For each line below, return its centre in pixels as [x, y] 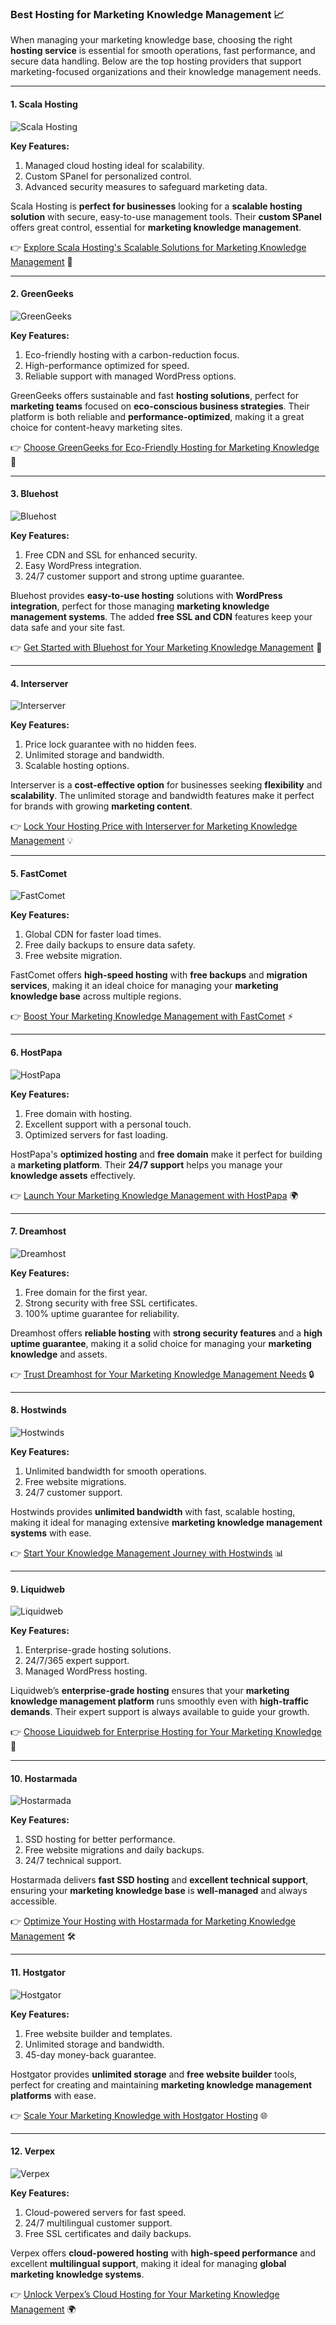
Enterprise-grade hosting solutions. [98, 1650]
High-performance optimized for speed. [107, 365]
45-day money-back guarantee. [90, 2054]
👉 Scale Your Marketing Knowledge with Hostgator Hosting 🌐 [139, 2115]
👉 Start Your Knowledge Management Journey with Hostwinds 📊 [147, 1553]
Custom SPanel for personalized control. [108, 176]
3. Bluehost [34, 494]
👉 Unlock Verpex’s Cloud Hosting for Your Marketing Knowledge [145, 2294]
